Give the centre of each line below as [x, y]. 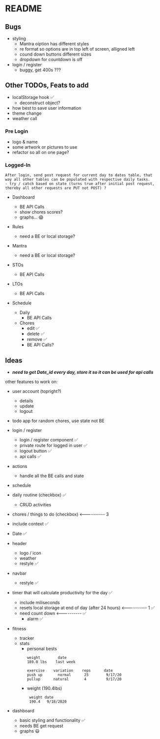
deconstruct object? [40, 103]
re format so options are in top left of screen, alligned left [77, 49]
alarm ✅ [35, 619]
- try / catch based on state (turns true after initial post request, [80, 184]
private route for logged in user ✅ [53, 445]
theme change [27, 113]
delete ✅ [36, 334]
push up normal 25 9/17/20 [74, 675]
